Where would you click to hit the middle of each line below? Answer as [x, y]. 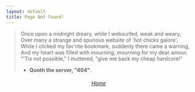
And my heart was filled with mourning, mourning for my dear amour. [104, 52]
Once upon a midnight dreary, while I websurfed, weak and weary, [101, 33]
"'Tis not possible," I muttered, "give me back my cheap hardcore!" [102, 59]
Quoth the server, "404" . [60, 70]
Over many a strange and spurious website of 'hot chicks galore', [99, 40]
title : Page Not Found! [35, 17]
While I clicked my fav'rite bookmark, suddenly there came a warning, [105, 46]
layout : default [26, 11]
